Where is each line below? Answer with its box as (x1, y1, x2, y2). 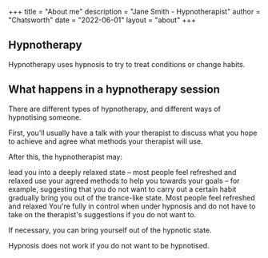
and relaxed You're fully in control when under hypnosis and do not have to (8, 201, 256, 211)
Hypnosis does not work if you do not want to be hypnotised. (8, 240, 210, 250)
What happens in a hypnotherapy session (8, 83, 220, 97)
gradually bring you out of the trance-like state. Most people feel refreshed (8, 193, 255, 202)
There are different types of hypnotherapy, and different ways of (8, 104, 222, 113)
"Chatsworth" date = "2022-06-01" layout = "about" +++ (8, 15, 197, 25)
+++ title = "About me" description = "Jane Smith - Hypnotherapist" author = (8, 7, 261, 16)
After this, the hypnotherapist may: (8, 152, 122, 161)
